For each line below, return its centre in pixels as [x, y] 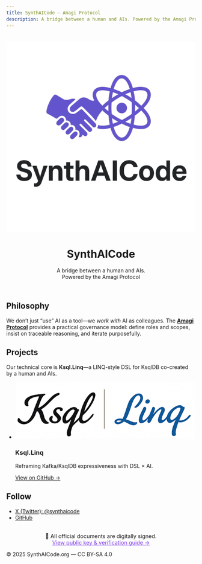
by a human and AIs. [32, 373]
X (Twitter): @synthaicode [47, 511]
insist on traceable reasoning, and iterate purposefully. [74, 333]
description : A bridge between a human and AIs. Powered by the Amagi [96, 19]
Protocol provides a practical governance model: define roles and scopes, [98, 327]
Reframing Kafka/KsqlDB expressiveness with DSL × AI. [84, 466]
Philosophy [28, 306]
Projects [22, 352]
